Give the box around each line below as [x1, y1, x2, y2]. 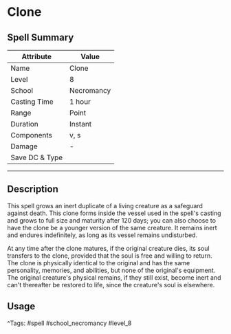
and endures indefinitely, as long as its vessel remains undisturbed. [7, 231, 198, 239]
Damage [10, 142, 38, 151]
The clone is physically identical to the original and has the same [7, 258, 190, 267]
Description [7, 183, 58, 195]
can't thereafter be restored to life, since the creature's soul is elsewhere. [7, 280, 215, 289]
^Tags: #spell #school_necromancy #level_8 [7, 319, 132, 327]
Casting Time [10, 97, 54, 107]
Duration [10, 120, 39, 129]
